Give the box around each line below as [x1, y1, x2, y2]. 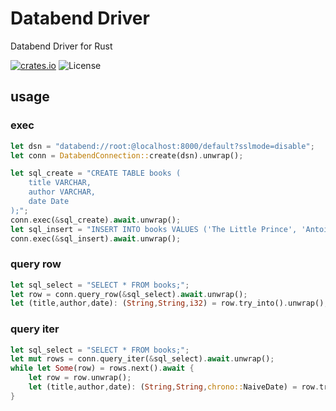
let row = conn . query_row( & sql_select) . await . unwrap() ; [10, 289, 248, 299]
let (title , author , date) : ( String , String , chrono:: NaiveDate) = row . [28, 382, 320, 392]
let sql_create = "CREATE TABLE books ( [10, 168, 182, 179]
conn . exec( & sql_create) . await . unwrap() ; [10, 215, 182, 225]
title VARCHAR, [28, 178, 92, 188]
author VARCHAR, [28, 187, 97, 197]
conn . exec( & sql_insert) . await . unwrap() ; [10, 233, 182, 244]
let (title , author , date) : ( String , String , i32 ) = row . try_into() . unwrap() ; [10, 298, 329, 309]
